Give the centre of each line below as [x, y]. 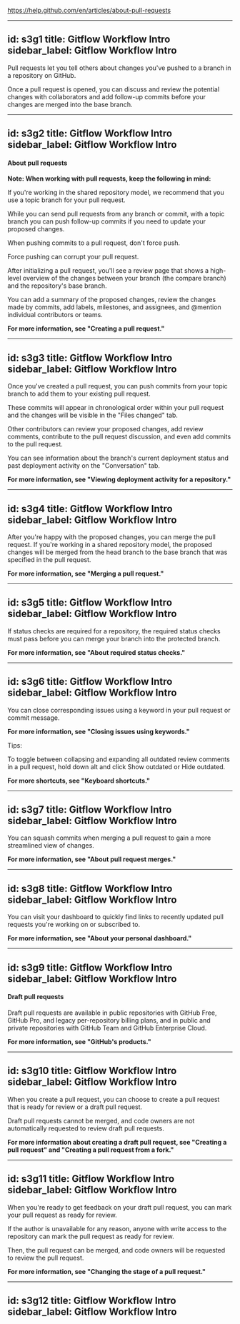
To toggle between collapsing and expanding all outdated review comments [119, 759]
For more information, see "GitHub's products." [79, 1041]
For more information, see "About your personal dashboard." [100, 938]
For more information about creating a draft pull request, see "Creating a [117, 1142]
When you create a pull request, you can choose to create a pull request [114, 1099]
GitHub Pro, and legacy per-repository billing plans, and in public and [109, 1020]
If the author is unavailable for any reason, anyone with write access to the [117, 1228]
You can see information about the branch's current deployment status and [118, 458]
